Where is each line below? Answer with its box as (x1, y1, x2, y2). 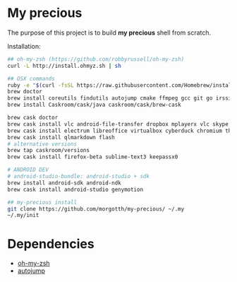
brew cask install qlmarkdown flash (7, 134, 115, 141)
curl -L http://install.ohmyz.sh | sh (7, 62, 121, 69)
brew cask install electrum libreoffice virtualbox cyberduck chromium (7, 127, 222, 134)
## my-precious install (7, 199, 78, 206)
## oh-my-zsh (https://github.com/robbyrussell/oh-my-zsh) (7, 55, 185, 63)
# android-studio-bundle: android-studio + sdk (7, 173, 150, 180)
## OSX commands (7, 75, 55, 82)
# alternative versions (7, 140, 78, 148)
